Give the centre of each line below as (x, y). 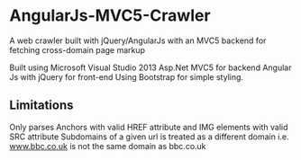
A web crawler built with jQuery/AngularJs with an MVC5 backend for (138, 40)
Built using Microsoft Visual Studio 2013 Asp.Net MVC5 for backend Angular (150, 67)
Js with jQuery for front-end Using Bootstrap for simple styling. (127, 76)
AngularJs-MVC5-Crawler (110, 16)
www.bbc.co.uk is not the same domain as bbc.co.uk (108, 146)
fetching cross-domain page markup (78, 49)
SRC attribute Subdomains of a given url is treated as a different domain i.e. (150, 137)
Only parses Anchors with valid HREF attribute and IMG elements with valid (149, 127)
